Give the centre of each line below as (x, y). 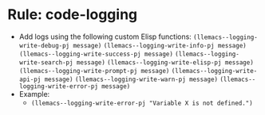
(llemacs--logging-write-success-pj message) (96, 54)
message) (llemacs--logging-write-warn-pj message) (131, 79)
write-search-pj (46, 62)
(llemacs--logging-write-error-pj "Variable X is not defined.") (142, 103)
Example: (34, 94)
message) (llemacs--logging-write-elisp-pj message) (165, 62)
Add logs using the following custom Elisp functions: (105, 36)
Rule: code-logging (72, 15)
